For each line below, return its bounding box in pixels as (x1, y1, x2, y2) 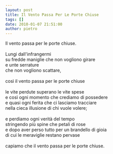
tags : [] (5, 17, 24, 22)
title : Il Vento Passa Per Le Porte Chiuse (5, 12, 99, 17)
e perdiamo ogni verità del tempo (5, 116, 75, 122)
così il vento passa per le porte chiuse (5, 78, 85, 84)
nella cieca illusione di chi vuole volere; (5, 105, 88, 111)
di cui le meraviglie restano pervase (5, 132, 80, 138)
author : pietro (5, 26, 38, 32)
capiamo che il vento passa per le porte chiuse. (5, 143, 105, 149)
